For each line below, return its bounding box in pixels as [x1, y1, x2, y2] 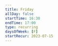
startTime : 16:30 [5, 16, 40, 21]
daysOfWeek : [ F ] [5, 29, 38, 34]
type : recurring [5, 25, 38, 30]
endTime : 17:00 [5, 20, 36, 25]
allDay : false [5, 11, 34, 16]
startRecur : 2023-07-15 [5, 34, 54, 39]
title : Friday [5, 7, 34, 12]
